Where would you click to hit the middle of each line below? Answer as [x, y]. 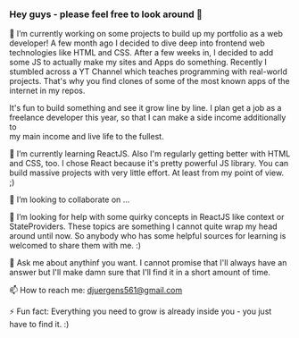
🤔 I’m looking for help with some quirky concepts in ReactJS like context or [147, 217]
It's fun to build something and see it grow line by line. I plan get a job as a [145, 108]
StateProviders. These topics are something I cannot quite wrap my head [144, 226]
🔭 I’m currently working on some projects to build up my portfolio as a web [146, 34]
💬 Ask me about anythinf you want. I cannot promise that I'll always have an [148, 263]
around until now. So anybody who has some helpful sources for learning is [148, 236]
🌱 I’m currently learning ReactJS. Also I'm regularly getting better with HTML [150, 154]
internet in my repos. [47, 91]
